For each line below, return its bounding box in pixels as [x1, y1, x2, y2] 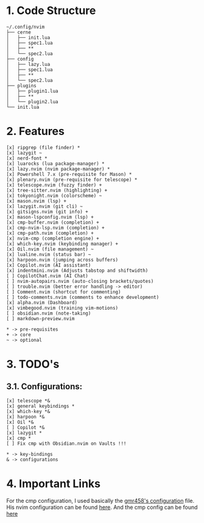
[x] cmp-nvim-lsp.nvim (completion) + [6, 224, 105, 231]
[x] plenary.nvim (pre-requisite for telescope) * [6, 177, 138, 183]
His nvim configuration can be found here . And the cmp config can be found [6, 503, 198, 511]
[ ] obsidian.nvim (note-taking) [6, 310, 91, 316]
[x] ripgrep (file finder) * [6, 144, 80, 150]
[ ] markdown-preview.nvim [6, 315, 75, 321]
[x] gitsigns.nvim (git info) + [6, 208, 88, 214]
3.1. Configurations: [6, 381, 83, 392]
